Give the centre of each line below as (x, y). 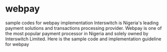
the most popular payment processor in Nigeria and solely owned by (77, 33)
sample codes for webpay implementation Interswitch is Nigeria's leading (82, 23)
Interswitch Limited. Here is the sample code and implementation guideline (83, 39)
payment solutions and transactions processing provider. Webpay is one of (83, 28)
